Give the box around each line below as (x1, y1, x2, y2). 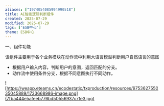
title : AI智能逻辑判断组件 (5, 12, 54, 17)
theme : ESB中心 (5, 30, 35, 35)
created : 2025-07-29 (5, 16, 47, 21)
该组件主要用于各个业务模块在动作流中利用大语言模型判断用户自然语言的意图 (5, 54, 160, 60)
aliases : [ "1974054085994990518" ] (5, 7, 76, 12)
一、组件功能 (5, 44, 31, 49)
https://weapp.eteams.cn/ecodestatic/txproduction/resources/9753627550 (6, 86, 159, 91)
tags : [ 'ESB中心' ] (5, 25, 41, 30)
